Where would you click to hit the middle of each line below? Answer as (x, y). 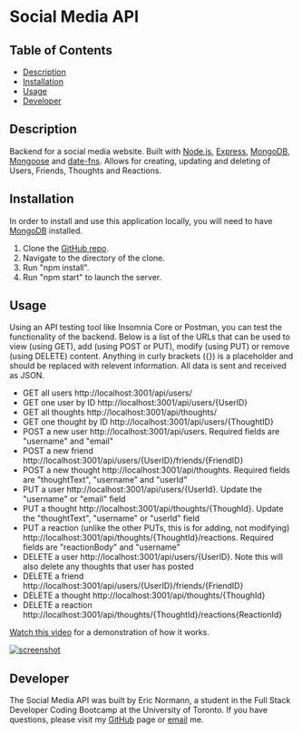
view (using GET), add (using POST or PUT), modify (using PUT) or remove (150, 347)
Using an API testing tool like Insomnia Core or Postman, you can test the (146, 328)
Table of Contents (61, 50)
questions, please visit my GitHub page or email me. (107, 719)
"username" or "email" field (74, 499)
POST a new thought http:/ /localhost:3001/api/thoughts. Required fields (156, 470)
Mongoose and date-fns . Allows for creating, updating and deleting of (140, 161)
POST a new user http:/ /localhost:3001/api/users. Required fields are (151, 432)
